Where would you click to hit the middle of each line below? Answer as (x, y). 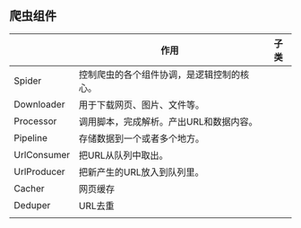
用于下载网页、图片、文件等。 (142, 104)
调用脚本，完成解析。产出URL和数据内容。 (168, 121)
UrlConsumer (42, 154)
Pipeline (30, 137)
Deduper (32, 205)
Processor (35, 121)
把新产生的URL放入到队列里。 (142, 171)
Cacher (29, 189)
